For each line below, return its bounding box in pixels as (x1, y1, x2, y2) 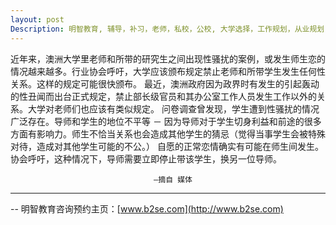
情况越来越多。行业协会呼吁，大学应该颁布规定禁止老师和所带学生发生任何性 (10, 65, 326, 77)
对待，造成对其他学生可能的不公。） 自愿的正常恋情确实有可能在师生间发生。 (10, 140, 324, 152)
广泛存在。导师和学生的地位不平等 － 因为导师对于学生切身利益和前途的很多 (10, 115, 322, 127)
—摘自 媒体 (153, 174, 193, 185)
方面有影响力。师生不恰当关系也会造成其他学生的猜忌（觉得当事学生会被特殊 (10, 127, 326, 140)
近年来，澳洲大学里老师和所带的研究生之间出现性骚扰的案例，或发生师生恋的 (10, 52, 326, 65)
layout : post (10, 14, 65, 25)
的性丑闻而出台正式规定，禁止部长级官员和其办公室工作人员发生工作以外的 (10, 90, 317, 102)
